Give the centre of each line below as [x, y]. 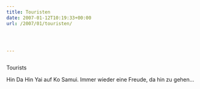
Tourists [17, 68]
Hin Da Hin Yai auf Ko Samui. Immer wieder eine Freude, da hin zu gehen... [100, 80]
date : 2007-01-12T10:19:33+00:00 [49, 18]
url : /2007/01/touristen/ [39, 23]
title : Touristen [28, 12]
